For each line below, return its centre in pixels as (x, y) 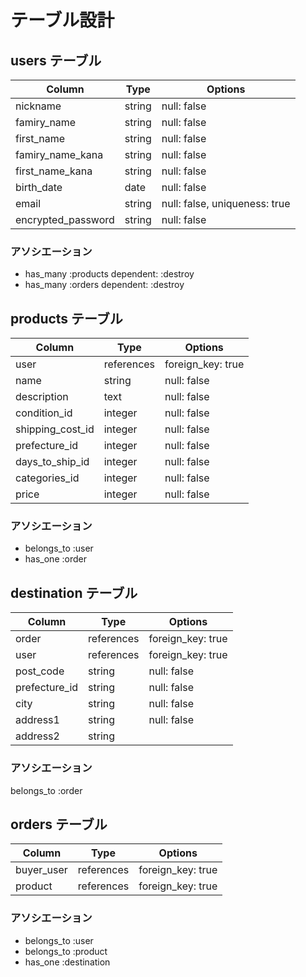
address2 (37, 736)
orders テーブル (59, 824)
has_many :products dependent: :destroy (109, 274)
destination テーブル (74, 592)
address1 (37, 720)
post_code (40, 671)
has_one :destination (67, 962)
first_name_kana (54, 171)
